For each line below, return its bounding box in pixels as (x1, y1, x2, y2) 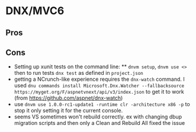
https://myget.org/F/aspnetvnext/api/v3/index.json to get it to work (14, 88, 185, 95)
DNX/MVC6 (5, 4, 65, 18)
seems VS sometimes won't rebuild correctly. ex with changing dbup (14, 113, 182, 120)
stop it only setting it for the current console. (14, 107, 123, 114)
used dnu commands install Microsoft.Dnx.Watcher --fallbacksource (14, 82, 185, 89)
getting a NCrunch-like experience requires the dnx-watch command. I (14, 75, 185, 83)
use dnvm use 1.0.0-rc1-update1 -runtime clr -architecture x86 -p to (14, 101, 190, 108)
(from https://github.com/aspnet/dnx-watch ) (14, 94, 123, 101)
